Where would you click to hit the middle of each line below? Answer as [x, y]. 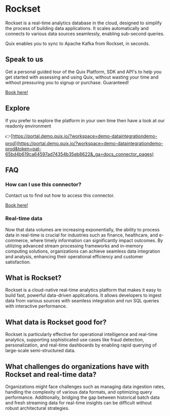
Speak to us [24, 60]
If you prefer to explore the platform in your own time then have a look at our [85, 120]
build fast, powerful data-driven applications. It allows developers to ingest [83, 295]
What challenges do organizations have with [77, 367]
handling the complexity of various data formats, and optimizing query [79, 392]
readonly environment [28, 126]
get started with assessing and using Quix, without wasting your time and [82, 77]
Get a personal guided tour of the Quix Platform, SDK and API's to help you [83, 72]
